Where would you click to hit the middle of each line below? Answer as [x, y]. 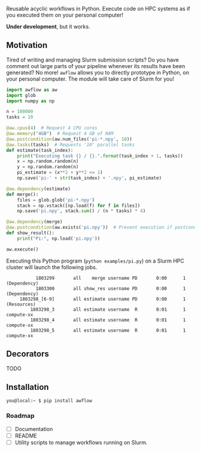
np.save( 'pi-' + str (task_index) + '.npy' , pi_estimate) [89, 178]
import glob [21, 95]
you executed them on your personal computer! [65, 15]
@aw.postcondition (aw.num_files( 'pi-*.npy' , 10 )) [69, 139]
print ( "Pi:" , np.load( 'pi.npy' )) [59, 239]
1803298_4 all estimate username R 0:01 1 [108, 320]
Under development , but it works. [48, 27]
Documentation [34, 429]
